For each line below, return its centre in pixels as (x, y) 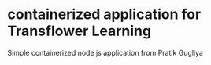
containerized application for (104, 14)
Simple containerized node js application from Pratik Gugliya (105, 52)
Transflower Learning (79, 31)
